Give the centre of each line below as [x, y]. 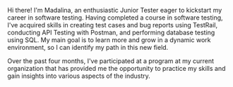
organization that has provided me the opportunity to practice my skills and [116, 68]
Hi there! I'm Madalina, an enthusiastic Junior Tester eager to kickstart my [115, 10]
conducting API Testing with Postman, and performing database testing [111, 32]
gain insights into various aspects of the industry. [79, 76]
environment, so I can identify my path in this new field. [88, 47]
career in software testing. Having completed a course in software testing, [115, 18]
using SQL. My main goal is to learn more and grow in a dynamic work [109, 40]
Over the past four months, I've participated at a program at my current [110, 61]
